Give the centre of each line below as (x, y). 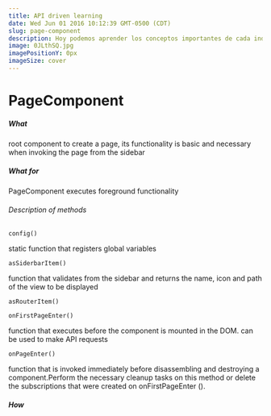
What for (24, 171)
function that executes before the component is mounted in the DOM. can (131, 331)
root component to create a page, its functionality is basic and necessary (130, 144)
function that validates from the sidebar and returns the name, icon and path (135, 278)
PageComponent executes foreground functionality (94, 191)
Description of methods (48, 210)
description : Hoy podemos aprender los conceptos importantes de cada (129, 38)
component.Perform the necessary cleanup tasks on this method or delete (132, 378)
